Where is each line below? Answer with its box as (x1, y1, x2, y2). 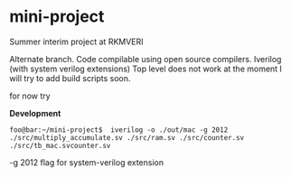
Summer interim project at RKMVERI (9, 36, 144, 47)
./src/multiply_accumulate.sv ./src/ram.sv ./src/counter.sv (9, 133, 245, 142)
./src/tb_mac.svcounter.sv (9, 141, 111, 150)
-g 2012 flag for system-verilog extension (9, 156, 164, 168)
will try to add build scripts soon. (9, 72, 131, 83)
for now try (9, 90, 52, 101)
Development (9, 107, 61, 118)
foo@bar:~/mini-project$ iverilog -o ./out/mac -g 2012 (9, 125, 229, 135)
